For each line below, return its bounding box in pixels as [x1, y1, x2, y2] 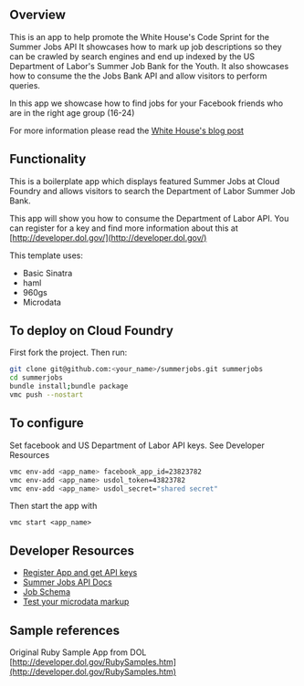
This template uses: [9, 250, 84, 261]
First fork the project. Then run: [9, 347, 128, 359]
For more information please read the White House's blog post [9, 125, 245, 136]
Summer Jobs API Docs [22, 577, 112, 587]
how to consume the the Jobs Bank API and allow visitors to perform [9, 70, 267, 81]
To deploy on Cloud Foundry [9, 323, 173, 338]
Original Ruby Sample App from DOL [9, 647, 147, 658]
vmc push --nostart [9, 390, 84, 400]
